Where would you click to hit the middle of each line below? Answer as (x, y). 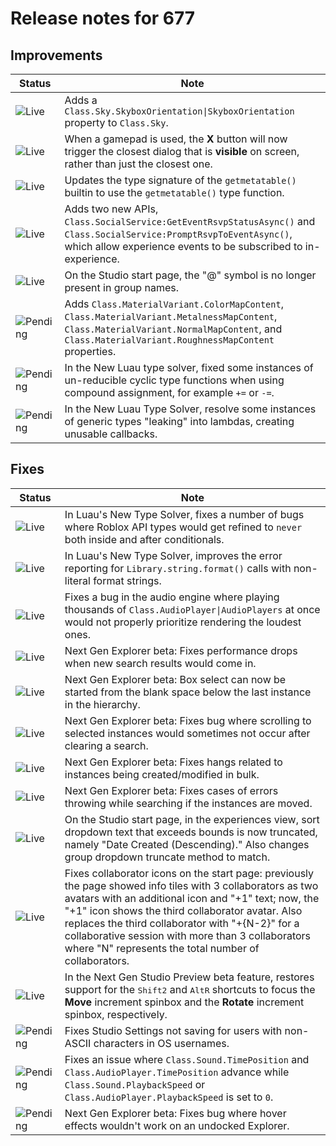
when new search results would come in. (160, 663)
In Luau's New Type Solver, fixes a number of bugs (184, 514)
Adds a (81, 100)
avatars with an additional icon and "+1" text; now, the (192, 898)
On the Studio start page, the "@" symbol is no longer (190, 275)
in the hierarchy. (102, 704)
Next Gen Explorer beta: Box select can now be (175, 679)
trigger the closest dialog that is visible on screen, (182, 151)
